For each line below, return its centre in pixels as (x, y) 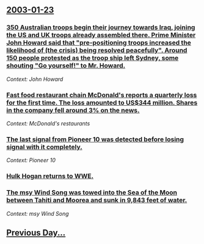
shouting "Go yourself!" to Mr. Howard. (66, 65)
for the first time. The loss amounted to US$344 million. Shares (102, 102)
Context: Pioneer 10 (31, 160)
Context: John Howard (35, 79)
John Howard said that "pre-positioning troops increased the (99, 43)
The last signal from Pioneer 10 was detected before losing (95, 139)
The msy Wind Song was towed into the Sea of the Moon (92, 193)
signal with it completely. (44, 147)
